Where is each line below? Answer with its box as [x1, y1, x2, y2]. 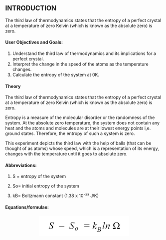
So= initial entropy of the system [12, 183, 80, 189]
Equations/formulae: [5, 204, 49, 210]
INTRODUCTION [5, 4, 57, 12]
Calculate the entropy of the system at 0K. [12, 72, 100, 78]
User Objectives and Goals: [5, 39, 63, 45]
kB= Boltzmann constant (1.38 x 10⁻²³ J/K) [12, 192, 99, 199]
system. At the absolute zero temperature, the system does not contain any [5, 120, 160, 126]
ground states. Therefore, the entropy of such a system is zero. [5, 130, 135, 136]
